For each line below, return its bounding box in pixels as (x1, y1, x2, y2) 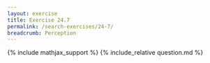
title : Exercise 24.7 (7, 17, 70, 24)
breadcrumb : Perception (7, 29, 77, 37)
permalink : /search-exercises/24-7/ (7, 23, 114, 30)
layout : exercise (7, 10, 58, 17)
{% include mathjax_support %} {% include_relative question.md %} (7, 48, 204, 57)
